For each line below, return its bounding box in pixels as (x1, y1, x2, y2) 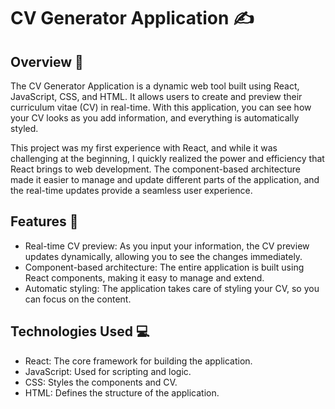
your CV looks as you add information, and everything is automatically (10, 112, 300, 124)
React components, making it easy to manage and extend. (24, 271, 265, 284)
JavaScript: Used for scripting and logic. (24, 365, 192, 377)
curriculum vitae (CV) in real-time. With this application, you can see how (10, 101, 312, 113)
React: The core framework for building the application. (24, 355, 253, 367)
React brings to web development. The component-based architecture (10, 163, 301, 175)
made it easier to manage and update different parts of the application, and (10, 174, 320, 185)
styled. (10, 123, 39, 134)
